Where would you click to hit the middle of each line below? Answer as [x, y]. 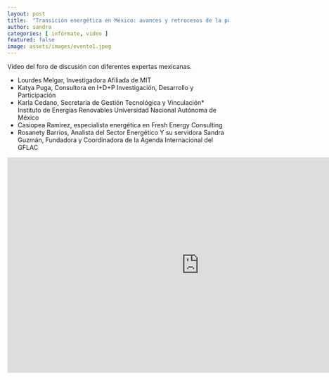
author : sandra [30, 27]
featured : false [31, 40]
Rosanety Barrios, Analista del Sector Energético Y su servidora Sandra [121, 132]
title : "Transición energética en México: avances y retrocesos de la [114, 20]
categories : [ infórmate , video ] [58, 33]
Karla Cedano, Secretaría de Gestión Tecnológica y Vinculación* [111, 102]
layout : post [26, 14]
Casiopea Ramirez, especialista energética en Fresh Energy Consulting [120, 125]
